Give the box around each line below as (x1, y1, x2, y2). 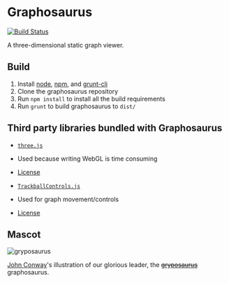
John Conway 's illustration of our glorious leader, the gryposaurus (7, 261, 198, 269)
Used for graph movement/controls (17, 195, 119, 203)
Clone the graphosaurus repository (17, 87, 119, 95)
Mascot (7, 228, 41, 240)
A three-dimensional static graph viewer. (7, 41, 124, 49)
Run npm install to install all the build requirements (17, 94, 165, 103)
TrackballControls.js (17, 182, 80, 189)
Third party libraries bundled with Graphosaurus (7, 122, 223, 134)
